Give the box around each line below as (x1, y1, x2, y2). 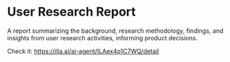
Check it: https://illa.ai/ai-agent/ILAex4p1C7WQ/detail (7, 47, 160, 55)
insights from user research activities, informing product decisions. (7, 33, 198, 42)
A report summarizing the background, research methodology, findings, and (7, 27, 224, 35)
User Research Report (7, 4, 136, 20)
